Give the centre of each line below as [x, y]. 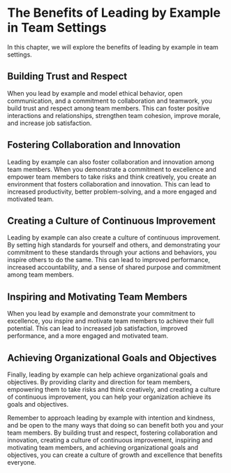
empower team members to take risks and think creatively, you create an [112, 177]
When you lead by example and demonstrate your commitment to [101, 314]
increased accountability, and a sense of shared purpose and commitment [114, 268]
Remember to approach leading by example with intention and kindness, [111, 418]
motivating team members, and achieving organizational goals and [103, 447]
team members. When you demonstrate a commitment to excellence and [112, 169]
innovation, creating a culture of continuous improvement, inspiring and [110, 440]
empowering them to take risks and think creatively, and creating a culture [114, 390]
